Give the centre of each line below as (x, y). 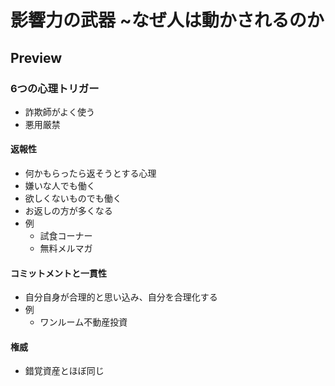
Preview (36, 57)
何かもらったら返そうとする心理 (90, 173)
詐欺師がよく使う (60, 112)
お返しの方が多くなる (68, 211)
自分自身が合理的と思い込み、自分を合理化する (121, 297)
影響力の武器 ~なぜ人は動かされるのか (167, 20)
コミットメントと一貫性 (58, 273)
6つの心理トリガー (55, 88)
